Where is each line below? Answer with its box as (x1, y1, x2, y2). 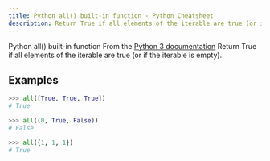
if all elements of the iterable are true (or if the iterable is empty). (8, 50, 223, 60)
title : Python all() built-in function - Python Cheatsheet (8, 11, 215, 20)
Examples (8, 73, 59, 87)
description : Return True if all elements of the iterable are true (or (8, 19, 257, 27)
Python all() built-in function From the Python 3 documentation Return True (8, 41, 257, 51)
